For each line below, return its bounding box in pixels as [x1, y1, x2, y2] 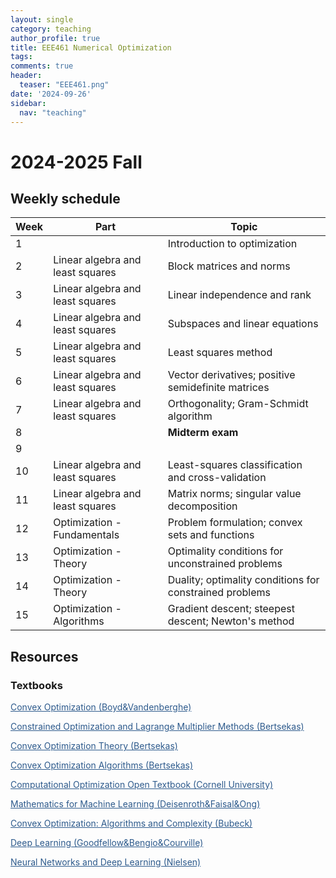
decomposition [167, 499, 238, 513]
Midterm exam [167, 426, 239, 440]
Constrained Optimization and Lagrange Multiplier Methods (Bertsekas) [10, 721, 305, 733]
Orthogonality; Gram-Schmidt [167, 397, 309, 411]
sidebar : [10, 98, 47, 108]
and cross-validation [167, 471, 267, 485]
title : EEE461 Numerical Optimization [10, 42, 172, 53]
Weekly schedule [10, 190, 121, 207]
